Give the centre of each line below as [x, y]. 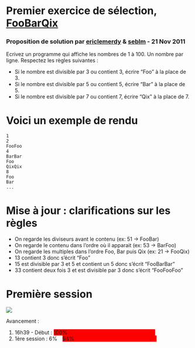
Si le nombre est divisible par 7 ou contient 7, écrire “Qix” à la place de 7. [102, 97]
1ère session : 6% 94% [44, 339]
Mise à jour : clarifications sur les [88, 211]
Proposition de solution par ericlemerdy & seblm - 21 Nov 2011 [96, 42]
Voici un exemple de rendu [72, 120]
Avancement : [23, 321]
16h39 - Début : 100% [41, 333]
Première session [49, 294]
